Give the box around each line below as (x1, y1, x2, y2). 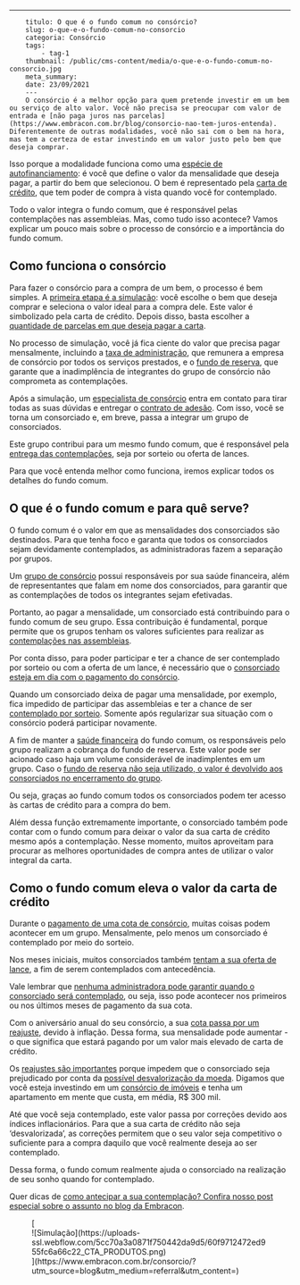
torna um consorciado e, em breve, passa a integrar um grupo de (9, 412, 249, 423)
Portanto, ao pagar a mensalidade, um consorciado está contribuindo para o (9, 607, 290, 617)
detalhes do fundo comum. (9, 475, 109, 485)
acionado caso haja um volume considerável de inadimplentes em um (9, 753, 266, 764)
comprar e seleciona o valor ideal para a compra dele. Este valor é (9, 301, 254, 312)
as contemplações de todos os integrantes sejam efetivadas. (9, 589, 233, 600)
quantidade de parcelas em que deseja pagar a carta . (9, 320, 206, 331)
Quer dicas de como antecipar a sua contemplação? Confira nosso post (9, 1191, 274, 1202)
